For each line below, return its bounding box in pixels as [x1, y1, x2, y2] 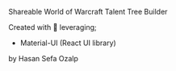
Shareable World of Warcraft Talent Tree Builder [8, 7, 168, 16]
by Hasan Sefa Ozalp [8, 54, 78, 63]
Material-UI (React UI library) [19, 38, 117, 48]
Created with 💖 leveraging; [8, 23, 97, 31]
